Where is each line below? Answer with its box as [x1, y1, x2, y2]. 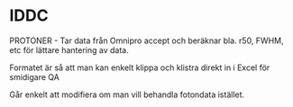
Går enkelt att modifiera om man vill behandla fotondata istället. [9, 89, 245, 100]
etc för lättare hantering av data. [9, 44, 129, 55]
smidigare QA [9, 71, 60, 82]
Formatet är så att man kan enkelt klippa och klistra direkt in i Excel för [9, 62, 270, 73]
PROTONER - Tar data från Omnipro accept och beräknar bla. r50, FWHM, [9, 35, 284, 46]
